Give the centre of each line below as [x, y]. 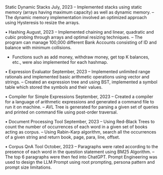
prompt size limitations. [29, 167]
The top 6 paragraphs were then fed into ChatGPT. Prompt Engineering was [81, 157]
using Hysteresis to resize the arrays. [42, 22]
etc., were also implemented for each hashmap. [60, 62]
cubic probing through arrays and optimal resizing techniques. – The [74, 37]
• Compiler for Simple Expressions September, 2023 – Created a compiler [79, 97]
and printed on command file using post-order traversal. [61, 112]
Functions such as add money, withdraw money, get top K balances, [81, 57]
